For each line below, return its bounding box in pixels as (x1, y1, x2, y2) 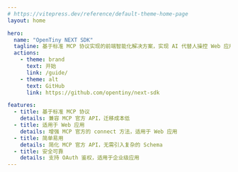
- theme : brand (20, 56, 65, 64)
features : (7, 102, 37, 109)
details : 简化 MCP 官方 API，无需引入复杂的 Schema (20, 141, 163, 149)
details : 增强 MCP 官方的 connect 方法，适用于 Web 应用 (20, 128, 178, 135)
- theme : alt (20, 76, 59, 83)
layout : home (7, 17, 46, 24)
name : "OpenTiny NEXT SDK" (13, 36, 93, 43)
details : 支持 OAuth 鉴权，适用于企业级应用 (20, 154, 140, 161)
